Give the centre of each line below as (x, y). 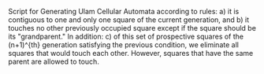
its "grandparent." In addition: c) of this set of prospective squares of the (126, 36)
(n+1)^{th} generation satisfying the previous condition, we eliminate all (123, 45)
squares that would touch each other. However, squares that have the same (131, 53)
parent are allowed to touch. (54, 61)
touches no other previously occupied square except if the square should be (132, 28)
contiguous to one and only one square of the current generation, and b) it (129, 20)
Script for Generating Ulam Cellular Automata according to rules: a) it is (124, 11)
